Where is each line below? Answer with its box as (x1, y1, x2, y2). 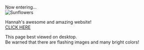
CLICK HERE (5, 24, 31, 30)
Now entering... (5, 4, 37, 10)
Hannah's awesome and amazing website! (5, 19, 92, 25)
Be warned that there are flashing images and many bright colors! (5, 39, 140, 45)
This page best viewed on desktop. (5, 34, 77, 40)
